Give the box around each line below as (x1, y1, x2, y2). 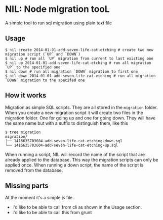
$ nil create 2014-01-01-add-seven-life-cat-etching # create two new (5, 47, 154, 53)
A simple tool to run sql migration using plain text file (5, 20, 112, 26)
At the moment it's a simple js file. (5, 195, 74, 201)
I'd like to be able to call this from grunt (12, 210, 92, 216)
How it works (5, 91, 46, 100)
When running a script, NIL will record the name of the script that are (5, 151, 145, 157)
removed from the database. (5, 167, 63, 173)
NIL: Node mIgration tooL (5, 3, 110, 15)
